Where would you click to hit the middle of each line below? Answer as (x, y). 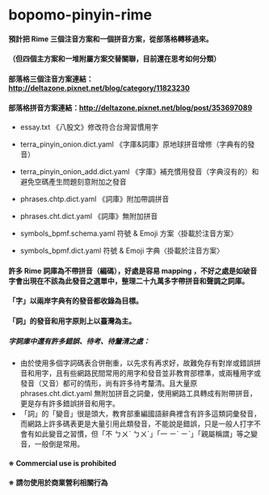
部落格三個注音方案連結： (51, 79)
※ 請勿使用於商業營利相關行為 (58, 483)
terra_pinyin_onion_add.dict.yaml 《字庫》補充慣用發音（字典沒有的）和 (139, 172)
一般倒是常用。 (59, 444)
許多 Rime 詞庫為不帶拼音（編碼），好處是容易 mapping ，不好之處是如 (126, 271)
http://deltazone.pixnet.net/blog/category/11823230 (99, 87)
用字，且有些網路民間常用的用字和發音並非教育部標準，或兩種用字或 (147, 373)
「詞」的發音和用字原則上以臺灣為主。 (72, 321)
